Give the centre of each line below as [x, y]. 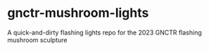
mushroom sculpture [37, 39]
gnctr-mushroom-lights [78, 13]
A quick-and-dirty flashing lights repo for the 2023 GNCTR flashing [104, 32]
